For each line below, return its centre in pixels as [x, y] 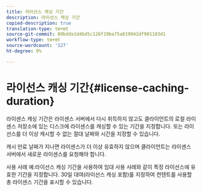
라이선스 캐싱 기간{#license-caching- [98, 88]
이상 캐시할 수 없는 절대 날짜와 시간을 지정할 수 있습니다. [94, 134]
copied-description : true [39, 23]
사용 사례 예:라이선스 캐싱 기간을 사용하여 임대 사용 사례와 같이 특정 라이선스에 [98, 167]
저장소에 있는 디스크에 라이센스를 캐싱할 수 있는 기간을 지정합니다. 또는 [100, 126]
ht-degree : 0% [24, 51]
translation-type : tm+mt [37, 29]
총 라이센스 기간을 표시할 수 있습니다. [50, 182]
